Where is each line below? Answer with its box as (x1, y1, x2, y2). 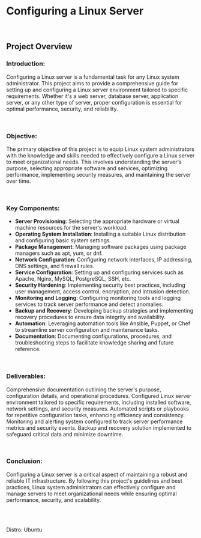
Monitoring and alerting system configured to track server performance (6, 418, 183, 425)
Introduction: (6, 60, 46, 68)
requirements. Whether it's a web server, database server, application (6, 92, 179, 100)
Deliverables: (6, 372, 46, 381)
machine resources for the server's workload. (14, 224, 128, 231)
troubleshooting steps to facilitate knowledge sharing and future (14, 339, 174, 346)
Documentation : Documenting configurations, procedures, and (14, 332, 172, 340)
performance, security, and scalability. (6, 496, 101, 503)
